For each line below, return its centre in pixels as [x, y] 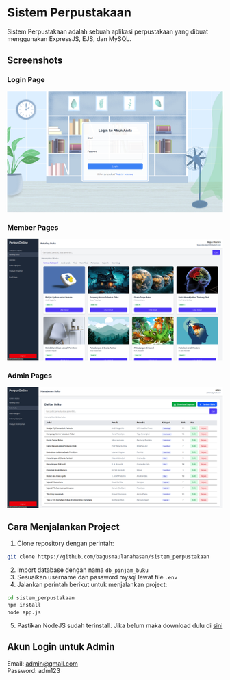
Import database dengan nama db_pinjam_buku [82, 570]
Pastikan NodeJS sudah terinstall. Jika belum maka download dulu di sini [120, 625]
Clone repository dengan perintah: [65, 544]
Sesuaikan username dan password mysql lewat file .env [97, 577]
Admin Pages [30, 376]
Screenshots [35, 61]
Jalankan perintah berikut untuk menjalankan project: [92, 585]
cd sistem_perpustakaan [41, 598]
